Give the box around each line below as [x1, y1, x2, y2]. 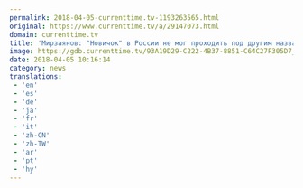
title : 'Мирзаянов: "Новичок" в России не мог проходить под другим [9, 38, 272, 48]
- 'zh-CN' [13, 131, 50, 140]
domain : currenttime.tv [9, 30, 99, 39]
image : [9, 47, 34, 56]
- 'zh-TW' [13, 139, 50, 148]
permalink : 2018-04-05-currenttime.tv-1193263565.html [9, 13, 220, 23]
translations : [9, 72, 63, 81]
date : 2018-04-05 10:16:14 [9, 55, 111, 64]
